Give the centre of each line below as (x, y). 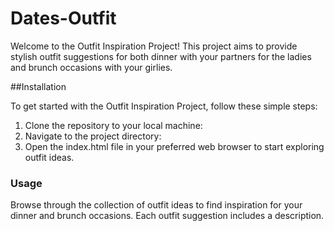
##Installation (38, 86)
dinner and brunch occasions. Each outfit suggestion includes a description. (167, 216)
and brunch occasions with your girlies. (91, 67)
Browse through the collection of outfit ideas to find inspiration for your (156, 205)
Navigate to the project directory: (93, 136)
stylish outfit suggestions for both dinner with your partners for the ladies (161, 56)
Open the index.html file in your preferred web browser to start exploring (174, 146)
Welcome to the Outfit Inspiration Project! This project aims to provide (154, 46)
